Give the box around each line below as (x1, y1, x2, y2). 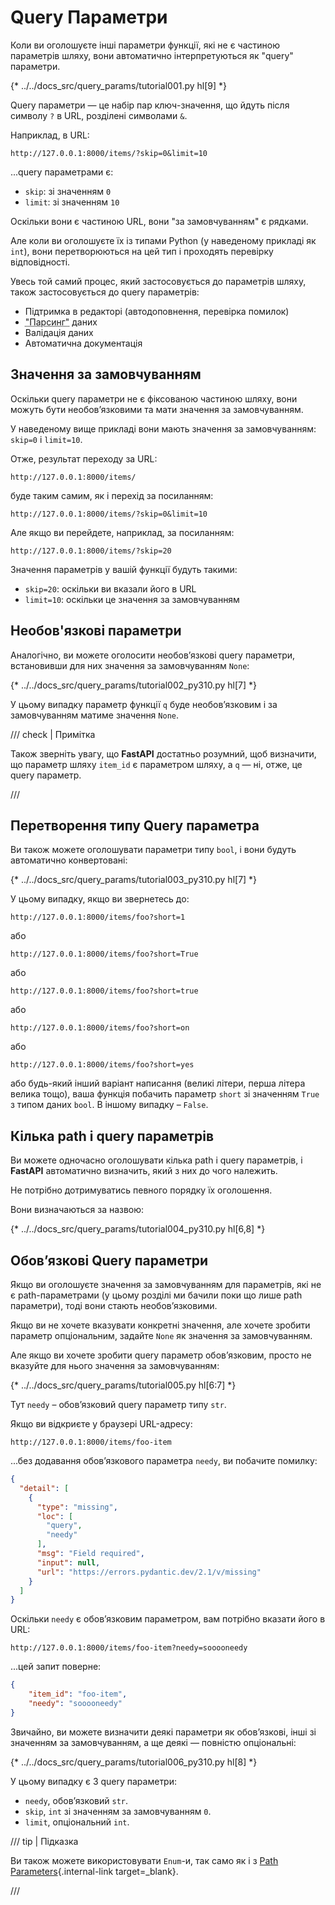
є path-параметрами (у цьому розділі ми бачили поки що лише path (10, 1289, 303, 1301)
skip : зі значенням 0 (24, 185, 112, 197)
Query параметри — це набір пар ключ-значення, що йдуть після (10, 99, 290, 111)
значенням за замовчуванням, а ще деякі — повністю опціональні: (10, 1736, 297, 1748)
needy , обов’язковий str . (24, 1794, 129, 1806)
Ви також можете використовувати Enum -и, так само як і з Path (10, 1854, 279, 1866)
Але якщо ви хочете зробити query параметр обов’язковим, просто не (10, 1349, 312, 1361)
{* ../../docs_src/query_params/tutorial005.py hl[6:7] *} (10, 1379, 237, 1391)
